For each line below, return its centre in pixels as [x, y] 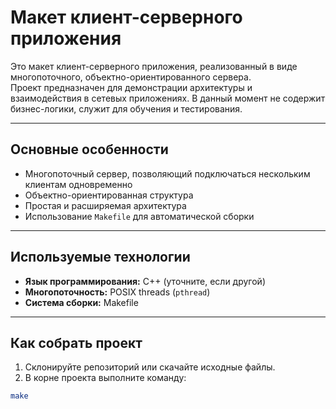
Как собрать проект [76, 342]
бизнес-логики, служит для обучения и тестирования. [126, 108]
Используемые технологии [100, 257]
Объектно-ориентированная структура [109, 195]
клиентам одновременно [78, 184]
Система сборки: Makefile [81, 302]
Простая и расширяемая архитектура [105, 205]
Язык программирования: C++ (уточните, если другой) [145, 281]
